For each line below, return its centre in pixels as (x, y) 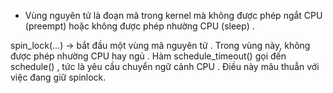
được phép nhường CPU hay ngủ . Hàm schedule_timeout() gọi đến (148, 56)
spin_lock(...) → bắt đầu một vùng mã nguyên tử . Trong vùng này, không (160, 45)
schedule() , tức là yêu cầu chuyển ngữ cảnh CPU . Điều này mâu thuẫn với (165, 66)
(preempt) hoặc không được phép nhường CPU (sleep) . (139, 26)
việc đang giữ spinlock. (58, 77)
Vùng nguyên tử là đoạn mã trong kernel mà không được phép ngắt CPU (173, 15)
